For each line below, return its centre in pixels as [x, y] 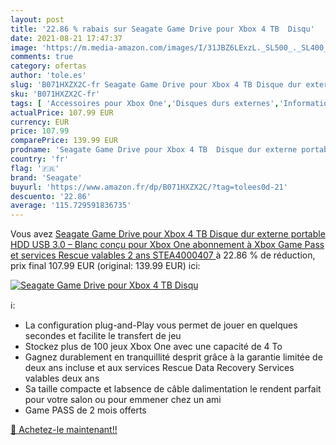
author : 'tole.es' [48, 76]
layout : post [37, 19]
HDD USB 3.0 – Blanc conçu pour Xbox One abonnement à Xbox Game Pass [167, 245]
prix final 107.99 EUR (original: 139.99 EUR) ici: [105, 266]
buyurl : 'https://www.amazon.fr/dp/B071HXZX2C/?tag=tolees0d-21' [149, 187]
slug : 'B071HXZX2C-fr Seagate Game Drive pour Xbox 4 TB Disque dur [156, 85]
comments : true [42, 57]
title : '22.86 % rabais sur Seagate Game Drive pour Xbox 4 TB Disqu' [162, 29]
